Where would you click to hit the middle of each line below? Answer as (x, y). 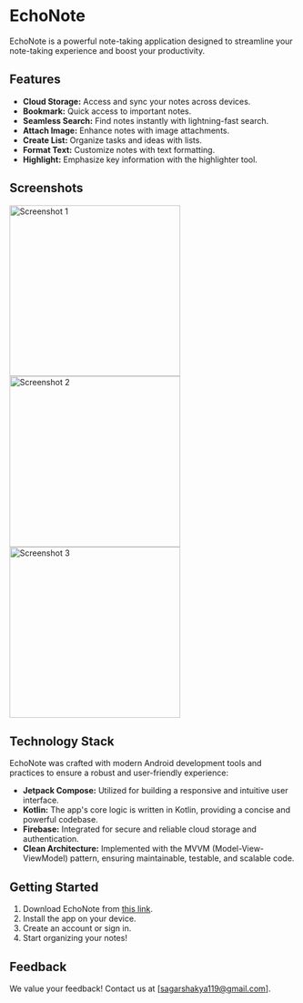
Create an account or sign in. (77, 928)
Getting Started (54, 887)
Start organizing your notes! (75, 938)
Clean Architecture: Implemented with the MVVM (116, 849)
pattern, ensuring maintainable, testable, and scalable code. (182, 858)
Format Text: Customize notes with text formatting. (119, 149)
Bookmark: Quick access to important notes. (107, 111)
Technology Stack (62, 741)
